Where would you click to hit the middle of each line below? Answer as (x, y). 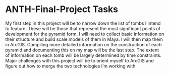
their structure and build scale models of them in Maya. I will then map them (84, 39)
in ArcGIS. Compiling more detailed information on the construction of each (83, 44)
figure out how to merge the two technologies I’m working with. (71, 66)
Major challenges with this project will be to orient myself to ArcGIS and (79, 60)
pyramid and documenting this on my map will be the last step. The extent (82, 50)
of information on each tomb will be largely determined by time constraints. (83, 55)
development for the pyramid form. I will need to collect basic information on (85, 34)
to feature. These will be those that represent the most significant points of (83, 28)
